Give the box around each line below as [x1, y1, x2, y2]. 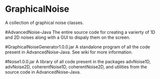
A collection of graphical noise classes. [5, 20, 84, 26]
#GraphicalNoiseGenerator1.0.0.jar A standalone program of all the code [5, 44, 150, 50]
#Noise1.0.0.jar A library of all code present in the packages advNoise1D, [5, 58, 151, 64]
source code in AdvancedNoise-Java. [5, 69, 81, 75]
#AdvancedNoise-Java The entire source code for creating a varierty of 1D [5, 29, 156, 35]
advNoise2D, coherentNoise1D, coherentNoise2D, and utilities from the [5, 64, 147, 70]
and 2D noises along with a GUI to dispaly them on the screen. [5, 34, 131, 40]
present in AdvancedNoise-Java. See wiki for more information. [5, 49, 133, 55]
